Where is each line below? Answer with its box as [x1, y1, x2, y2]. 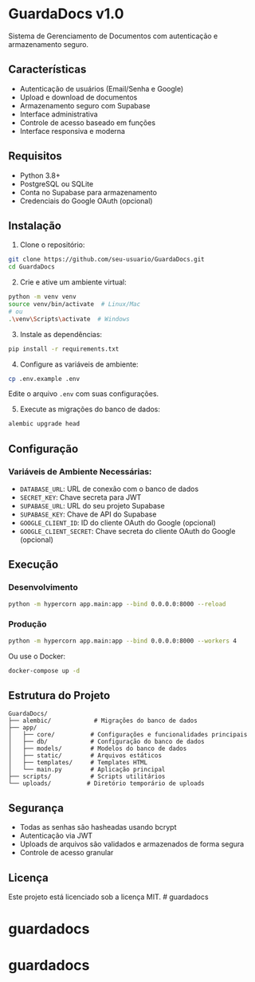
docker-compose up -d [8, 666, 80, 674]
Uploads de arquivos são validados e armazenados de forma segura [19, 839, 245, 849]
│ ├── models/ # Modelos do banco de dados [8, 744, 187, 753]
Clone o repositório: [19, 240, 85, 249]
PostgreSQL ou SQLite [19, 179, 94, 188]
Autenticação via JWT [19, 831, 93, 841]
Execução [8, 558, 59, 572]
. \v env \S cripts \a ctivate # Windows [8, 315, 130, 323]
